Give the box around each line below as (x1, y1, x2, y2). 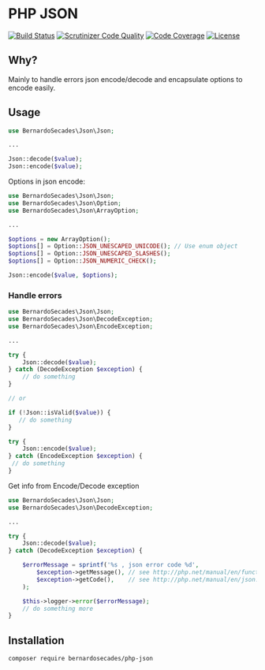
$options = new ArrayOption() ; (8, 235, 111, 243)
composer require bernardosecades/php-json (8, 655, 154, 663)
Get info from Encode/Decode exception (8, 481, 140, 490)
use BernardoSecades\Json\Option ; (8, 199, 122, 207)
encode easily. (8, 83, 56, 92)
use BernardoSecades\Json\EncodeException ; (8, 322, 154, 330)
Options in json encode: (8, 177, 85, 186)
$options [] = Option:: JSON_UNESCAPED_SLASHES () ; (8, 250, 171, 258)
